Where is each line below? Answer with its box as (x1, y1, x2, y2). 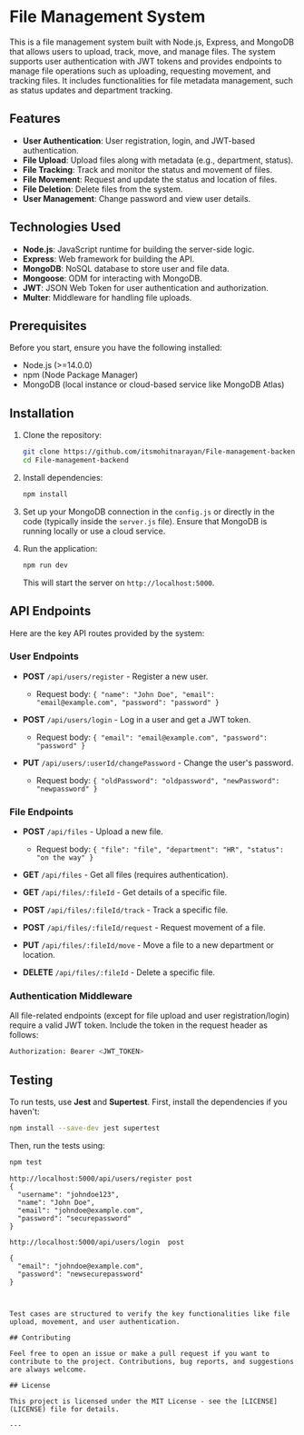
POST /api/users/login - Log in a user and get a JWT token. (22, 713, 251, 724)
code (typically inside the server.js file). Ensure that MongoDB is (22, 515, 268, 526)
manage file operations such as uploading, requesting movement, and (9, 65, 271, 76)
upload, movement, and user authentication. (9, 1317, 181, 1326)
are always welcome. (9, 1365, 88, 1374)
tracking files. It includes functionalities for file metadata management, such (9, 75, 293, 85)
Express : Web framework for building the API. (22, 253, 195, 264)
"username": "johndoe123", (17, 1190, 120, 1199)
